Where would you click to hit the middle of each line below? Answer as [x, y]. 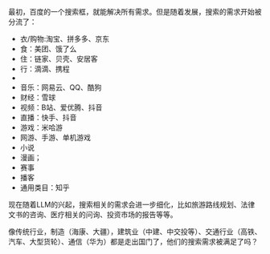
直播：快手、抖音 [48, 117]
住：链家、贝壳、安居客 [59, 59]
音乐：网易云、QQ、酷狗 [61, 87]
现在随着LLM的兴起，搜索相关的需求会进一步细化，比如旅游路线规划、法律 [132, 204]
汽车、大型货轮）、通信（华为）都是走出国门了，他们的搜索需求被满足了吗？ [133, 242]
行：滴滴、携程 [45, 69]
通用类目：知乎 [45, 187]
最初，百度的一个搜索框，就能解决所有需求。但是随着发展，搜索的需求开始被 [135, 12]
